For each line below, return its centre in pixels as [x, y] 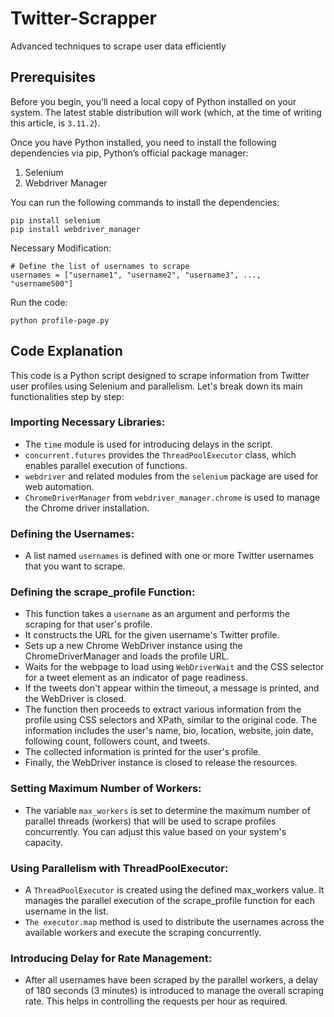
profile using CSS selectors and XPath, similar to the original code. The [171, 720]
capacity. [43, 842]
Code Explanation [66, 351]
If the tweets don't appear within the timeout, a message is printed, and [172, 688]
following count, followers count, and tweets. [117, 741]
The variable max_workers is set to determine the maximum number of [167, 810]
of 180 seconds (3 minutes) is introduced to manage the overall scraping [174, 991]
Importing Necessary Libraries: [88, 422]
